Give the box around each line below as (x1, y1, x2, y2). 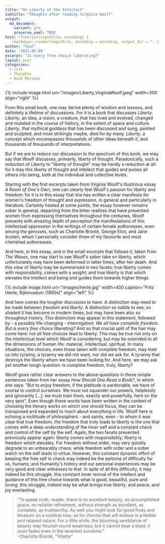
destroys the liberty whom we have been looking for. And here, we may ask (5, 356, 158, 363)
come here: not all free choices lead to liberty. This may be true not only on (5, 330, 157, 336)
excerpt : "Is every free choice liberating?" (5, 53, 100, 58)
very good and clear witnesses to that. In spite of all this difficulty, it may (5, 466, 152, 472)
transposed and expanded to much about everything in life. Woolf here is (5, 408, 153, 414)
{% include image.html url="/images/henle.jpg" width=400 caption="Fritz (5, 284, 154, 290)
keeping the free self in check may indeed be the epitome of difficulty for (5, 455, 153, 462)
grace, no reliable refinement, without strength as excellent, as (17, 502, 144, 507)
